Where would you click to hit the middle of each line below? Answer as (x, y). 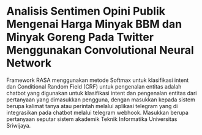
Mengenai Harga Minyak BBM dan (94, 24)
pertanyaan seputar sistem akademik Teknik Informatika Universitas (92, 119)
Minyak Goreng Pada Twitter (80, 37)
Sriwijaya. (19, 125)
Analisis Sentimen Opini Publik (86, 11)
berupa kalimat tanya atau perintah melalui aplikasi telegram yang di (92, 106)
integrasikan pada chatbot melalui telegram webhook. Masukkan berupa (97, 112)
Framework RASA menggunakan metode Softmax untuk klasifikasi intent (98, 80)
